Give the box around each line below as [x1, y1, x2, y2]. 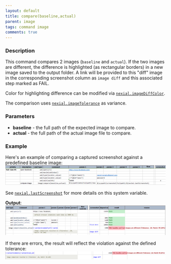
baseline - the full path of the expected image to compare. [12, 124, 136, 130]
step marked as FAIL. [5, 81, 49, 87]
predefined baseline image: [5, 160, 63, 166]
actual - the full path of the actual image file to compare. [12, 130, 132, 136]
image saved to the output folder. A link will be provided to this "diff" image [5, 69, 163, 76]
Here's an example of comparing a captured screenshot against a [5, 154, 143, 161]
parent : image [5, 19, 36, 24]
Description [5, 47, 35, 55]
